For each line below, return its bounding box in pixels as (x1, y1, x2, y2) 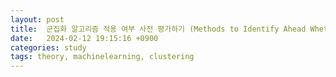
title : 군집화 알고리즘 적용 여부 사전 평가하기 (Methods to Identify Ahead (10, 24, 307, 34)
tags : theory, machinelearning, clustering (10, 52, 195, 62)
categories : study (10, 42, 87, 53)
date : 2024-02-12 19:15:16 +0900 (10, 33, 159, 43)
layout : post (10, 14, 65, 25)
